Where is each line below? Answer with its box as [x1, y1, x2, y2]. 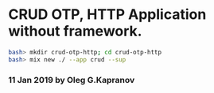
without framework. [8, 22, 142, 40]
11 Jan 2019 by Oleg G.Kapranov [8, 74, 135, 85]
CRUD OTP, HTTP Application [8, 6, 207, 24]
